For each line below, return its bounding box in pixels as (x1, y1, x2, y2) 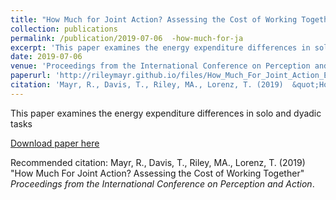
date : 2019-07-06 (10, 52, 83, 62)
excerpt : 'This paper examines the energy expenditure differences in (10, 42, 311, 53)
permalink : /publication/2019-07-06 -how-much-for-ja (10, 33, 244, 43)
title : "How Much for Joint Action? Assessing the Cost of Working (10, 14, 298, 25)
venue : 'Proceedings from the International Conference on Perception (10, 61, 311, 71)
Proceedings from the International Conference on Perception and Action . (10, 177, 315, 190)
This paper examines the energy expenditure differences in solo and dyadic (10, 107, 322, 119)
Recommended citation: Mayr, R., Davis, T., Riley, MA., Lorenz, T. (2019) (10, 156, 306, 168)
